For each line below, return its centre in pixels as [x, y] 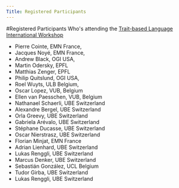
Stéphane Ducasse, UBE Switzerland [60, 128]
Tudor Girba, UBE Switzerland [51, 172]
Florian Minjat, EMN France [48, 141]
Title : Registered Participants [46, 12]
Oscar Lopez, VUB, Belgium [49, 90]
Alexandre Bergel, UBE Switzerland [58, 109]
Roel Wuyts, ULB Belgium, [47, 84]
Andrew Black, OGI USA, [45, 59]
